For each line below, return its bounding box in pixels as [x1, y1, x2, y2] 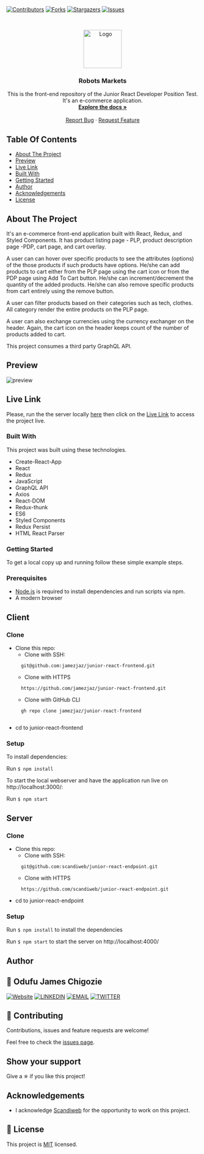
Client [6, 612, 30, 623]
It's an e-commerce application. [62, 97, 143, 104]
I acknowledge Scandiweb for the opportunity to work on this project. [15, 1107, 191, 1114]
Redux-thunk [15, 503, 48, 511]
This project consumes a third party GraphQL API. [6, 342, 132, 350]
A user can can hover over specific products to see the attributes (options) [6, 255, 194, 262]
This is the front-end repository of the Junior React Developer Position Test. [7, 91, 199, 98]
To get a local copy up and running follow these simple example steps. [6, 559, 184, 566]
